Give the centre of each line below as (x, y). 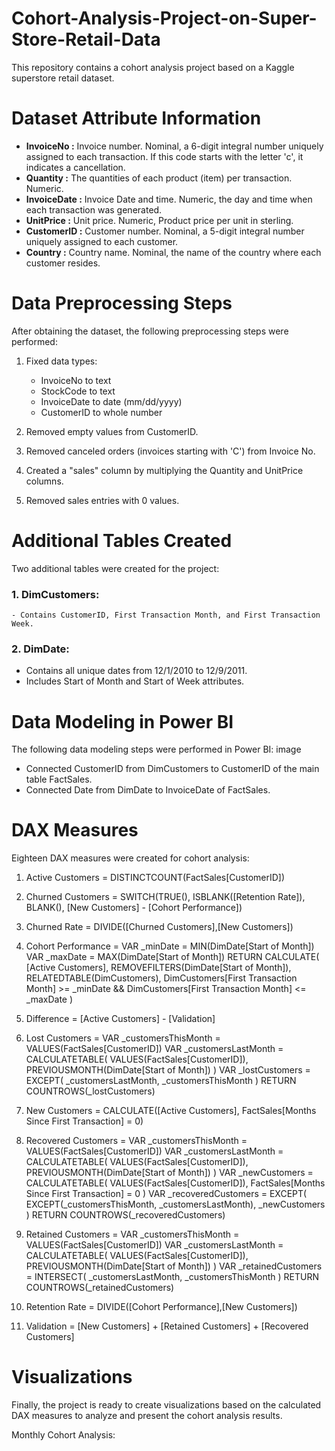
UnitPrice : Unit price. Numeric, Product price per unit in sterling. (159, 220)
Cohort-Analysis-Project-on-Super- (164, 18)
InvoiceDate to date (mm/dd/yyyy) (111, 401)
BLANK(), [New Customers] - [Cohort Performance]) (134, 908)
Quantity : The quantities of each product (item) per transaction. (159, 178)
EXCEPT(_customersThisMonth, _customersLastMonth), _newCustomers (175, 1204)
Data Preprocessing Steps (122, 303)
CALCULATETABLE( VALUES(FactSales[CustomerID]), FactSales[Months (175, 1183)
